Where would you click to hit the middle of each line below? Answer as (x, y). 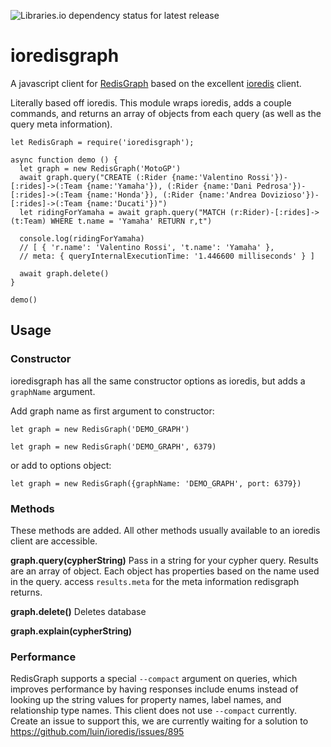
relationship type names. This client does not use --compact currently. (154, 711)
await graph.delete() (64, 273)
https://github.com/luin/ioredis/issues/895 (97, 732)
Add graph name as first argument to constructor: (112, 411)
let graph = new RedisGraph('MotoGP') (100, 168)
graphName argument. (53, 391)
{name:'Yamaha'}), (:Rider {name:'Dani (169, 186)
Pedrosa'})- (281, 186)
